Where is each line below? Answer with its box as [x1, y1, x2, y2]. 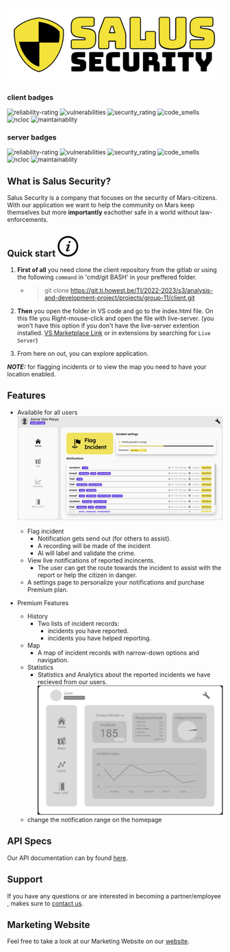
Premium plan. [27, 585, 68, 593]
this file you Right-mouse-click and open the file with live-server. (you [16, 314, 214, 322]
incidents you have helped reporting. [47, 634, 152, 642]
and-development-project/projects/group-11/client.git [44, 293, 195, 302]
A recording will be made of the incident [37, 541, 151, 549]
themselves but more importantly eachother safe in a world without [7, 208, 199, 216]
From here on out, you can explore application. [16, 349, 149, 357]
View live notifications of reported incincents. [27, 556, 155, 565]
